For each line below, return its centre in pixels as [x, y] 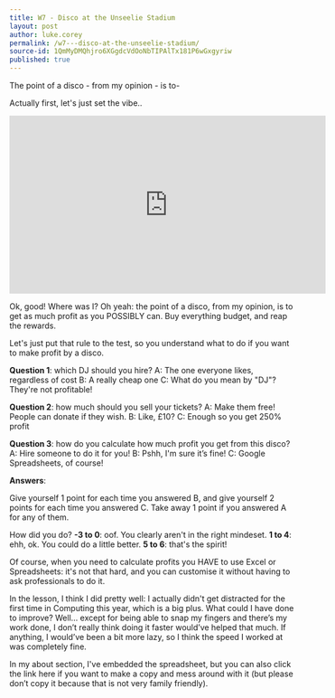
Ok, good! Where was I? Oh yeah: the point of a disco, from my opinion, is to [151, 307]
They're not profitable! [51, 389]
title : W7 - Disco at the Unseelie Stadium [93, 18]
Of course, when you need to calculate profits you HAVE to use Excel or [143, 562]
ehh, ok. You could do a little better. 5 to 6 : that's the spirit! [118, 544]
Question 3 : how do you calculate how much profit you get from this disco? [150, 443]
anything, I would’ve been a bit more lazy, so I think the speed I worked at [146, 637]
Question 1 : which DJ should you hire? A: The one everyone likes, [132, 370]
